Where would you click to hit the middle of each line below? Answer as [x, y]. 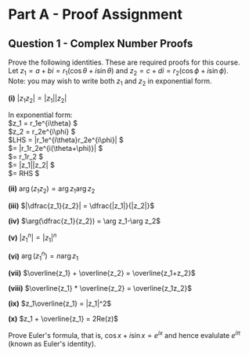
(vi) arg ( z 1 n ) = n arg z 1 [43, 256]
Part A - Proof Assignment [95, 15]
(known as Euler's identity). [52, 343]
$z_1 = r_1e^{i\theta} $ [43, 123]
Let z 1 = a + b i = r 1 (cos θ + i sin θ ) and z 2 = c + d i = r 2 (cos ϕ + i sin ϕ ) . [118, 72]
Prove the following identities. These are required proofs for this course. [124, 62]
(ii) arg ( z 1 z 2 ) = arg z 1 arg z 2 [52, 190]
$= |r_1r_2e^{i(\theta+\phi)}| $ [56, 149]
